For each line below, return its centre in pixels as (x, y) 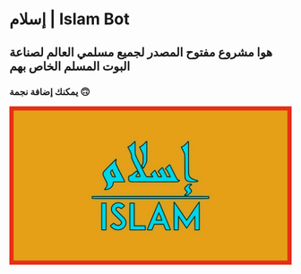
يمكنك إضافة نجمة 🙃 (50, 91)
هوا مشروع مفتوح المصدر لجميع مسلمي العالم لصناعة (141, 52)
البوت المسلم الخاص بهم (70, 66)
